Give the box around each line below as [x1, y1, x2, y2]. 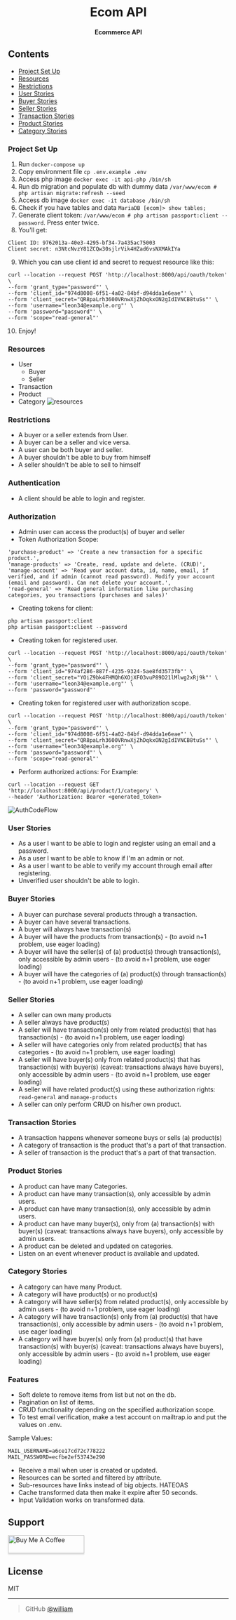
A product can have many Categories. [18, 1182, 128, 1190]
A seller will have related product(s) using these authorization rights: [18, 1085, 216, 1094]
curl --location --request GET [8, 781, 99, 788]
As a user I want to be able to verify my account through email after [18, 861, 213, 870]
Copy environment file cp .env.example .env [18, 167, 147, 175]
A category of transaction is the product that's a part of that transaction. [18, 1141, 227, 1150]
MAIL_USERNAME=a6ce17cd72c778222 [8, 1447, 106, 1455]
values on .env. [18, 1421, 62, 1429]
